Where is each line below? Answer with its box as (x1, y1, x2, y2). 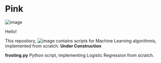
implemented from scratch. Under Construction (5, 43, 102, 49)
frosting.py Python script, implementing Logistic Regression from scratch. (5, 52, 154, 58)
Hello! (5, 28, 17, 34)
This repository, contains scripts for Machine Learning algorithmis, (5, 38, 157, 44)
